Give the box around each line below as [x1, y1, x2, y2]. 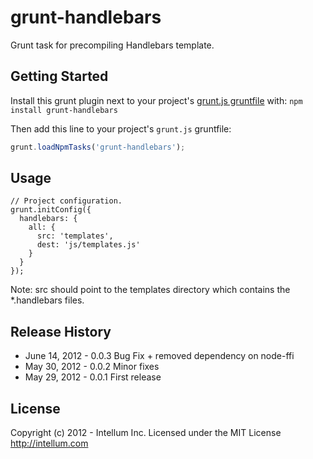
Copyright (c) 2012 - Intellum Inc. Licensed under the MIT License [10, 427, 282, 439]
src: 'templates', [36, 231, 114, 241]
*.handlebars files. [10, 294, 85, 306]
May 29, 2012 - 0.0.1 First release [24, 371, 162, 383]
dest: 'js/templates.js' [36, 240, 141, 250]
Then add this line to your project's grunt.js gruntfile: [10, 122, 232, 135]
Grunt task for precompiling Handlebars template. [10, 39, 215, 51]
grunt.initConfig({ [10, 205, 92, 215]
